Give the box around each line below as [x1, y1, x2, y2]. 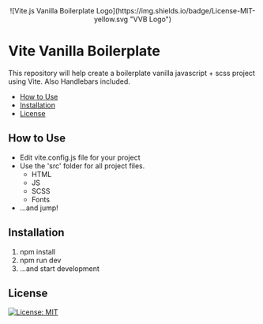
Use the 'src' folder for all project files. [19, 160, 145, 171]
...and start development [19, 263, 100, 273]
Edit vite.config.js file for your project [19, 153, 141, 162]
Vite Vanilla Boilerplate [8, 42, 160, 60]
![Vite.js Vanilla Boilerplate [9, 6, 95, 15]
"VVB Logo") [130, 14, 172, 24]
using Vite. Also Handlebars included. [8, 77, 130, 86]
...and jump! [19, 203, 59, 213]
